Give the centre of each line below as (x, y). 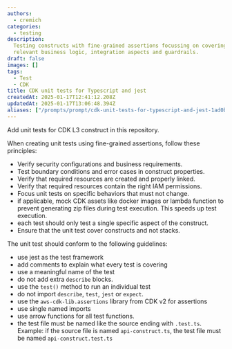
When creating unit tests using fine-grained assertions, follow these (104, 143)
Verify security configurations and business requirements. (100, 164)
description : (26, 39)
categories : (24, 26)
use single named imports (54, 308)
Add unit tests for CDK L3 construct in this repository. (83, 129)
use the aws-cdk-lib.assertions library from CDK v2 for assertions (112, 301)
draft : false (26, 59)
